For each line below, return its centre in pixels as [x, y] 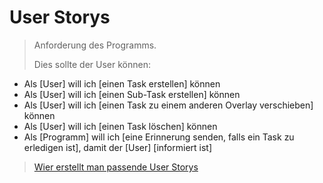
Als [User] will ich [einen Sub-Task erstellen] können [132, 94]
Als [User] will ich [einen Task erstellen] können [122, 83]
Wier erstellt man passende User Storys [116, 167]
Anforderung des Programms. [95, 45]
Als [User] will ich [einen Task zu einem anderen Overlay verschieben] [168, 105]
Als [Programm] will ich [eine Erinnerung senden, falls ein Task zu [159, 137]
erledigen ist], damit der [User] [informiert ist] [118, 147]
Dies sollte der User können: [92, 64]
